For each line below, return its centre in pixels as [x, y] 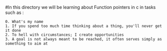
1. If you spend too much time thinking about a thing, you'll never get [84, 26]
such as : [14, 12]
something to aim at [27, 43]
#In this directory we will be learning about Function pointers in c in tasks [80, 7]
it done [13, 30]
